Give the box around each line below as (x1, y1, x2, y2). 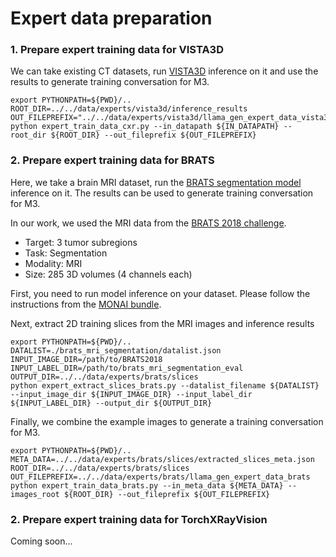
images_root (10, 489, 60, 499)
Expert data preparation (10, 7, 213, 30)
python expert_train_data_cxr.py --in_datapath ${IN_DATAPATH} (10, 122, 280, 132)
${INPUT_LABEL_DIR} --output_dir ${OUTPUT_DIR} (10, 398, 213, 408)
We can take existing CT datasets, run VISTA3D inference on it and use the (10, 65, 319, 77)
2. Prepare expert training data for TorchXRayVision (10, 512, 268, 526)
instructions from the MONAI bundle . (10, 298, 162, 310)
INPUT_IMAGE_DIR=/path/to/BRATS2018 (10, 354, 163, 364)
